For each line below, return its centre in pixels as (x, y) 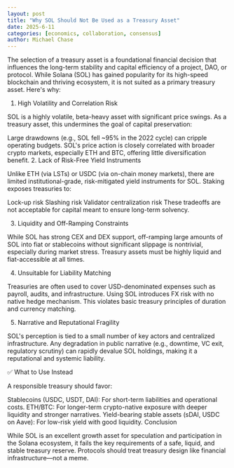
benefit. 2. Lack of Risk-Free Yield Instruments (74, 160)
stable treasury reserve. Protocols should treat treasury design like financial (117, 450)
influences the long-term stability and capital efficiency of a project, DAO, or (117, 67)
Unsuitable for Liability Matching (64, 273)
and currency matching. (42, 309)
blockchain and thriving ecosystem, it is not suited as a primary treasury (111, 82)
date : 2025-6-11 (31, 27)
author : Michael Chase (40, 40)
